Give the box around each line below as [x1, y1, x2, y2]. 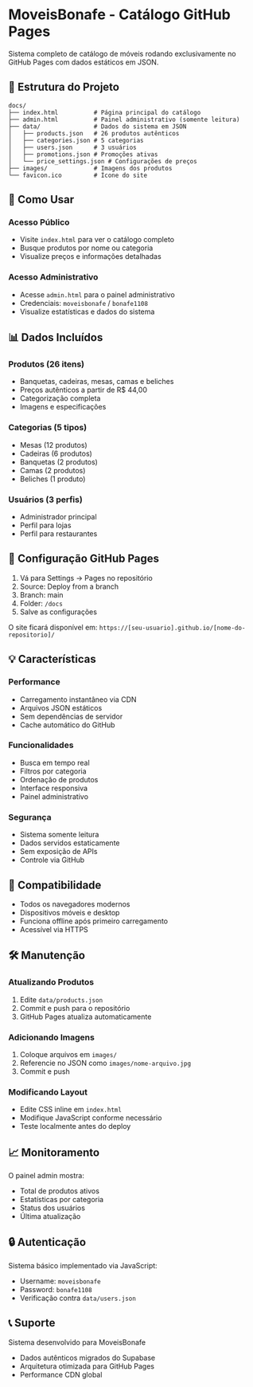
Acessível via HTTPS [19, 924, 89, 934]
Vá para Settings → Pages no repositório [19, 573, 153, 582]
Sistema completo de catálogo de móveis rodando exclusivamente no [8, 49, 236, 58]
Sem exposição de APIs [19, 847, 98, 856]
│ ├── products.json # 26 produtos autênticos [8, 129, 180, 137]
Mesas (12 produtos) [19, 440, 88, 449]
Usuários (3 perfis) [8, 494, 84, 505]
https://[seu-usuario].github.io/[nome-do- [99, 624, 246, 632]
